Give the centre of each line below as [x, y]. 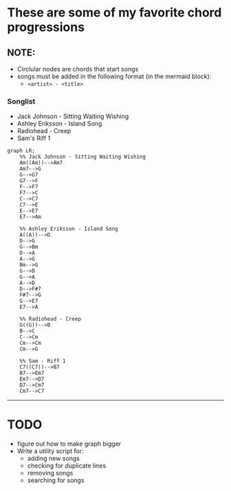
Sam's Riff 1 [34, 138]
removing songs [50, 473]
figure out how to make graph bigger [69, 444]
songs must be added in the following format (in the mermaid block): [114, 76]
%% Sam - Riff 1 [43, 361]
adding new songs [54, 459]
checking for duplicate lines [67, 466]
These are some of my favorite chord [114, 13]
